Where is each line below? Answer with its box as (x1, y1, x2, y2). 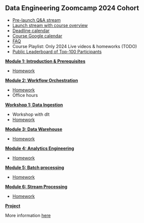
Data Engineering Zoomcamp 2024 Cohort (5, 4, 140, 12)
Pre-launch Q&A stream (12, 17, 61, 23)
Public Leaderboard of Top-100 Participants (12, 48, 102, 54)
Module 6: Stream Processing (5, 183, 68, 189)
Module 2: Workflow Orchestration (5, 77, 78, 83)
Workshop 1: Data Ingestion (5, 101, 63, 108)
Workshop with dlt (12, 111, 50, 117)
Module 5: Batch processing (5, 164, 64, 170)
